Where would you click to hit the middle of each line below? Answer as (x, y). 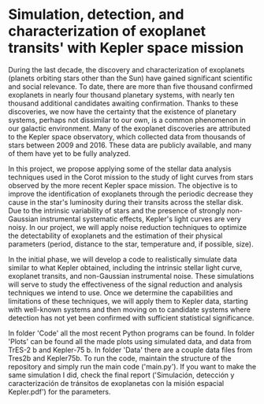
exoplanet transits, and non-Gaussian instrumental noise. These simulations (131, 276)
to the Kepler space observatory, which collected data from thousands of (127, 136)
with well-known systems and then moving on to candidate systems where (129, 309)
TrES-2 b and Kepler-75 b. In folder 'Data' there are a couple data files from (130, 350)
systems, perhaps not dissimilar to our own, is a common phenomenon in (127, 120)
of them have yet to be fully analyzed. (69, 153)
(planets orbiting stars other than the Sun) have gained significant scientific (130, 78)
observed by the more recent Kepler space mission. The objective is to (123, 185)
